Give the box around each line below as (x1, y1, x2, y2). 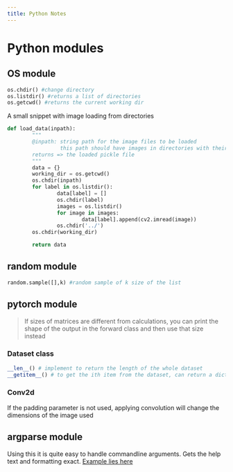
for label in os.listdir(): (32, 184, 113, 191)
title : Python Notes (7, 10, 67, 17)
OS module (7, 68, 56, 80)
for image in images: (56, 210, 119, 217)
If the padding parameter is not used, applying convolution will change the (7, 403, 220, 411)
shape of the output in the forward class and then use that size (24, 324, 204, 333)
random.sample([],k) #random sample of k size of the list (7, 279, 182, 286)
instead (24, 331, 46, 340)
